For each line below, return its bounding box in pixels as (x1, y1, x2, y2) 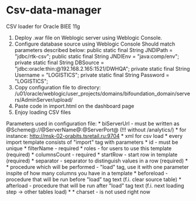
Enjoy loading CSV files (14, 109, 71, 116)
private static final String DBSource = (14, 59, 104, 66)
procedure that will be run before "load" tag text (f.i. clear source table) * (6, 176, 181, 183)
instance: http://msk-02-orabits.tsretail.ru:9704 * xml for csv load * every (6, 132, 183, 139)
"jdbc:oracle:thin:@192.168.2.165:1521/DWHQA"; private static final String (14, 65, 190, 72)
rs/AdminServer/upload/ (14, 96, 73, 103)
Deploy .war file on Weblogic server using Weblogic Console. (14, 34, 163, 41)
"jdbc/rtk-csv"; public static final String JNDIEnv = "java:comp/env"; (14, 53, 180, 60)
